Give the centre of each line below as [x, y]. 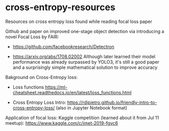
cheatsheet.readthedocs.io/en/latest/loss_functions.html [72, 92]
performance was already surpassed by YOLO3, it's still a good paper [86, 62]
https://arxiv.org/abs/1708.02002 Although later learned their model [84, 56]
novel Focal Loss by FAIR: [32, 37]
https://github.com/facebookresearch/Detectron [64, 46]
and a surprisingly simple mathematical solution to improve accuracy [85, 67]
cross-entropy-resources [61, 7]
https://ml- [56, 87]
